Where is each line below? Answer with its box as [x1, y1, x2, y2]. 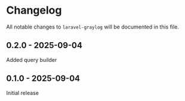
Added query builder [6, 56, 57, 63]
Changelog [6, 4, 62, 17]
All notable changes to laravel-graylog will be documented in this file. [6, 23, 179, 30]
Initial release [6, 89, 39, 96]
